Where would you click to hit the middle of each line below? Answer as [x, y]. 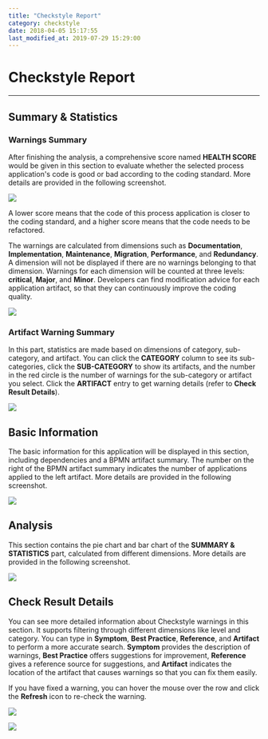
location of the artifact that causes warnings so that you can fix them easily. [133, 672]
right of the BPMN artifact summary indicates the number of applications [128, 468]
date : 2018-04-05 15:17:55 [53, 30]
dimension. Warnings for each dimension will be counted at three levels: [126, 271]
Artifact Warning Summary [62, 332]
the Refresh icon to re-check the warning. [77, 696]
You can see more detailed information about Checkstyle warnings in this [128, 621]
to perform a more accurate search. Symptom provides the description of [130, 647]
